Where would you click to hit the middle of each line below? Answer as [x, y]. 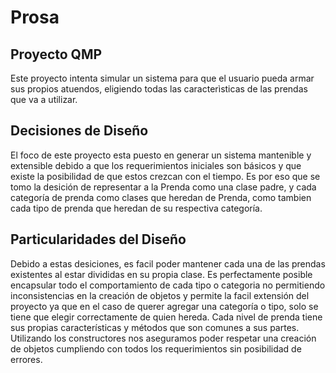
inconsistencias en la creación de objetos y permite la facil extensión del [160, 295]
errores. [26, 359]
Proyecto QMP [56, 54]
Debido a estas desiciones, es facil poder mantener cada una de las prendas [168, 263]
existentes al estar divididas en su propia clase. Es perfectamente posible [161, 274]
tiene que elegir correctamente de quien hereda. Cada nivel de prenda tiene [166, 317]
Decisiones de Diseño [79, 131]
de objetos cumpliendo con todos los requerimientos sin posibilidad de [156, 348]
